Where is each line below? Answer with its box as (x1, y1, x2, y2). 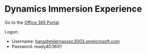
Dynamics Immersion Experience (4, 3, 143, 15)
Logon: (4, 29, 19, 35)
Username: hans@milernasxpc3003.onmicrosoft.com (11, 38, 120, 44)
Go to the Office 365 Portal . (4, 19, 60, 25)
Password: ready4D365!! (11, 43, 62, 49)
